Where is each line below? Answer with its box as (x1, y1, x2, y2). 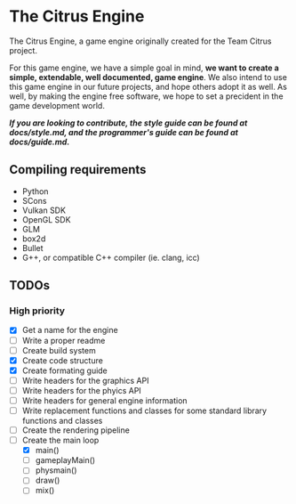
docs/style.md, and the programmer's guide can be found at (9, 126, 238, 137)
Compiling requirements (9, 162, 147, 177)
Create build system (21, 345, 96, 355)
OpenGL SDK (21, 214, 71, 224)
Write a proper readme (21, 335, 106, 345)
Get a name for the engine (21, 325, 118, 336)
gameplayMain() (35, 455, 96, 466)
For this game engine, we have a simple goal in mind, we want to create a (9, 62, 280, 73)
